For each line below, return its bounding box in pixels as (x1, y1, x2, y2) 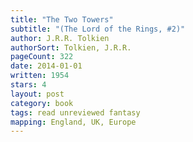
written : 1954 (10, 71, 70, 81)
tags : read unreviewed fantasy (10, 107, 141, 118)
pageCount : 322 (10, 52, 74, 62)
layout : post (10, 89, 65, 99)
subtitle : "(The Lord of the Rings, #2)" (10, 24, 186, 34)
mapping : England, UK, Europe (10, 117, 137, 127)
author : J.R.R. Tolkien (10, 33, 110, 43)
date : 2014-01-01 (10, 61, 83, 71)
